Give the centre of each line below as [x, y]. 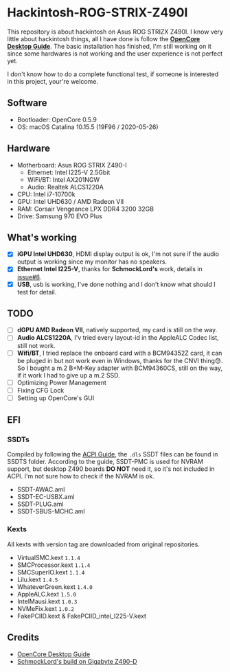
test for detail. [37, 292]
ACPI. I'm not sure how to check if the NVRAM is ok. [81, 476]
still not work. [36, 345]
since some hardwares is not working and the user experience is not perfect [115, 54]
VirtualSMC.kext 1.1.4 [48, 557]
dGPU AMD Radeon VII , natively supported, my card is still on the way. [117, 330]
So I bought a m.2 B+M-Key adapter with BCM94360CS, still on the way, [120, 368]
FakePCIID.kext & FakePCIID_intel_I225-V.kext [81, 616]
